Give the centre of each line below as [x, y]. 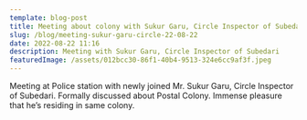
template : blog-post [49, 18]
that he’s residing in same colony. [72, 105]
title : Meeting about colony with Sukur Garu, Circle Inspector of [141, 26]
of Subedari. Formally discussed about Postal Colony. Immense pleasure [146, 95]
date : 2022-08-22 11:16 [55, 43]
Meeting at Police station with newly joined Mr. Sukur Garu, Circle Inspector [152, 86]
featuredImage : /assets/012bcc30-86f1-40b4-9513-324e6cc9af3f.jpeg [141, 60]
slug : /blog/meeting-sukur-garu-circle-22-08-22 [104, 35]
